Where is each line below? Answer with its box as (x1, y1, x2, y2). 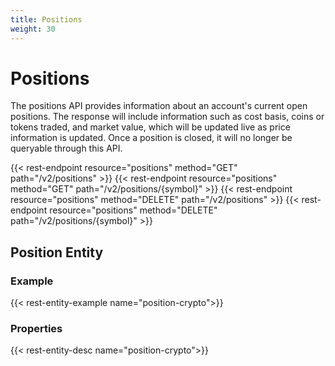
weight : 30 (10, 24, 56, 34)
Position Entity (10, 244, 104, 261)
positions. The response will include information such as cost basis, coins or (10, 111, 325, 123)
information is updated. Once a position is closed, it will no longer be (10, 132, 293, 144)
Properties (10, 322, 63, 336)
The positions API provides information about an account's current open (10, 100, 308, 112)
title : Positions (10, 14, 83, 25)
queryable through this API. (10, 142, 123, 155)
